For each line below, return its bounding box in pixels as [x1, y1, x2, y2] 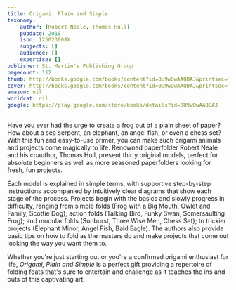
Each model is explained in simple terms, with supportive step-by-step [7, 179, 211, 187]
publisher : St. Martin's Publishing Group [7, 62, 133, 70]
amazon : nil [7, 88, 42, 95]
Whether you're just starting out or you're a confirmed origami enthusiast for [7, 252, 229, 261]
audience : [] [20, 50, 58, 57]
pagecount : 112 [7, 69, 52, 76]
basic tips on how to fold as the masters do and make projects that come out [7, 231, 229, 239]
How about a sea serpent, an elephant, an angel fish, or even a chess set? [7, 128, 221, 137]
